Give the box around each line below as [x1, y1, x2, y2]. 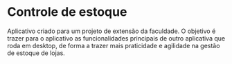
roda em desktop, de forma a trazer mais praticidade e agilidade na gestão [7, 41, 220, 50]
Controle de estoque [7, 4, 127, 20]
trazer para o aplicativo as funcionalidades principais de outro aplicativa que [7, 34, 226, 42]
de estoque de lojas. [7, 49, 66, 57]
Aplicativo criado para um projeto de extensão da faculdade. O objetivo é [7, 27, 216, 35]
